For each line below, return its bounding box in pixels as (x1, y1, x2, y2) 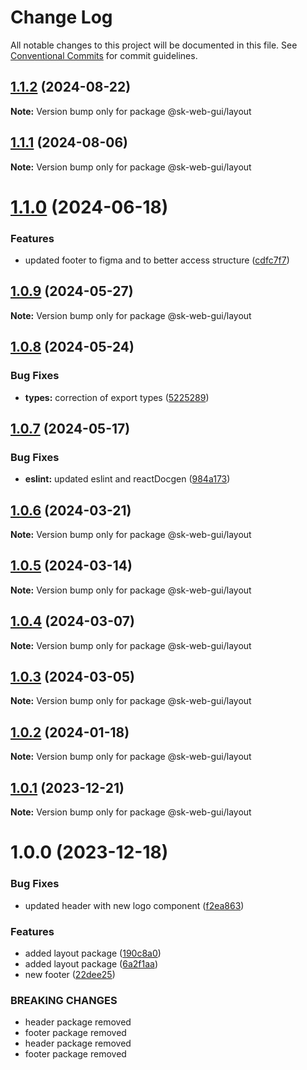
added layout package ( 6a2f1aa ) (24, 957, 159, 970)
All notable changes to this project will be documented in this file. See (10, 39, 298, 51)
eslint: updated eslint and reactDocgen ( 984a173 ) (24, 473, 231, 485)
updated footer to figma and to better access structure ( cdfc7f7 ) (24, 254, 290, 266)
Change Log (10, 6, 113, 29)
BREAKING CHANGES (10, 993, 118, 1007)
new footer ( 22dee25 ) (24, 968, 116, 980)
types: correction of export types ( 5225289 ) (24, 391, 210, 403)
